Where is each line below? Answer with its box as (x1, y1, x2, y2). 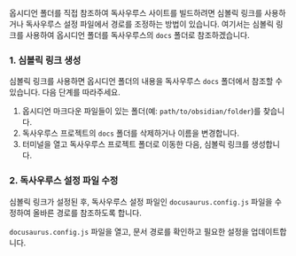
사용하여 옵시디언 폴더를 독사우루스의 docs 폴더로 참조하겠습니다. (25, 30, 250, 40)
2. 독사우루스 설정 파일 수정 (9, 175, 119, 187)
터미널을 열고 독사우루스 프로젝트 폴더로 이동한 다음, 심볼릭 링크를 (21, 139, 250, 150)
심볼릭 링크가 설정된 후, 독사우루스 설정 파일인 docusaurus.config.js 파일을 (9, 196, 273, 206)
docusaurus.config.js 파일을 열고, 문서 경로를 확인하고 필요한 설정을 (9, 226, 250, 237)
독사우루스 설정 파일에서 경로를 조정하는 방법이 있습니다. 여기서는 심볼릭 (25, 19, 275, 29)
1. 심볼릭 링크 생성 (9, 54, 82, 66)
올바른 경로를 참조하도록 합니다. (32, 207, 142, 218)
